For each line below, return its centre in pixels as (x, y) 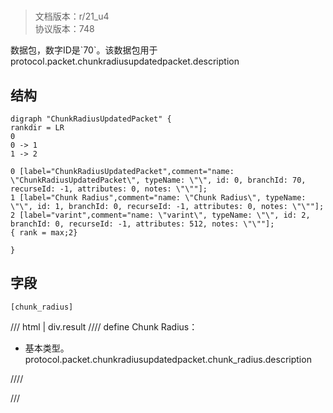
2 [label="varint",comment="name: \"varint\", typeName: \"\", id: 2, (160, 215)
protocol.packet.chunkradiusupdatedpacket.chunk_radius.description (168, 359)
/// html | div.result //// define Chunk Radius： (104, 326)
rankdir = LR (37, 128)
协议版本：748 (64, 29)
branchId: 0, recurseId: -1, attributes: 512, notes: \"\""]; (142, 224)
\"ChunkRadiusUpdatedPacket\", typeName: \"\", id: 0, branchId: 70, (158, 180)
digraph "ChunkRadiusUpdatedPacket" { (91, 119)
